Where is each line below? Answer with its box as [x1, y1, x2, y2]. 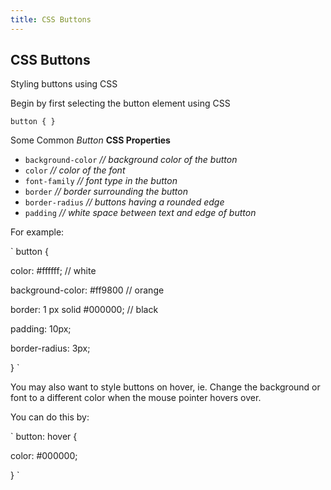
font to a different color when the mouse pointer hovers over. [10, 392, 262, 404]
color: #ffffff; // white [10, 265, 97, 277]
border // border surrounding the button [24, 186, 189, 198]
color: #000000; [10, 450, 78, 462]
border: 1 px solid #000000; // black [10, 304, 159, 316]
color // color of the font [24, 164, 126, 176]
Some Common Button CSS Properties [10, 134, 171, 146]
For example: [10, 226, 65, 238]
